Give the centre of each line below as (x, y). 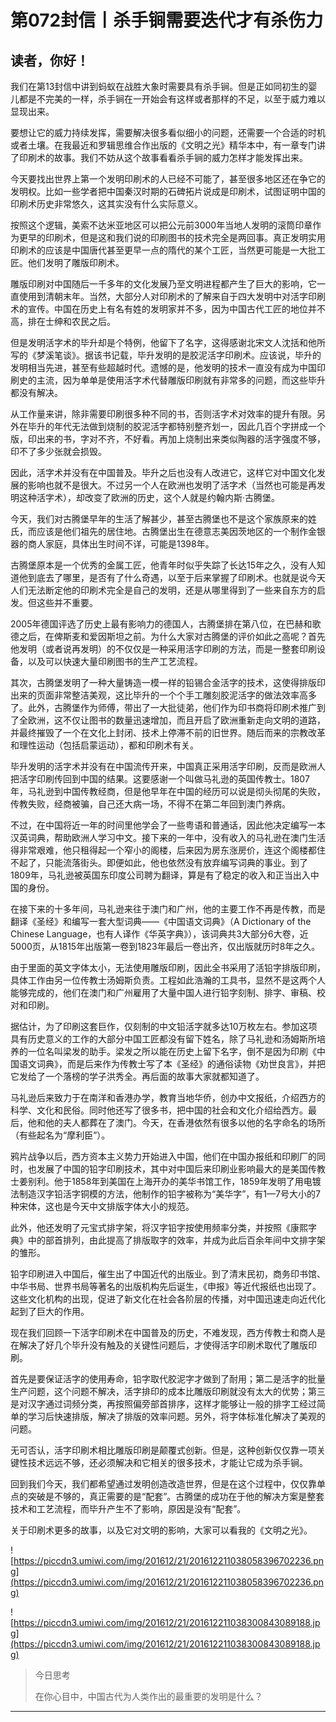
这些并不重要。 (67, 602)
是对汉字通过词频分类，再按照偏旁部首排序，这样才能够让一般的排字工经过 (163, 1404)
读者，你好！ (50, 60)
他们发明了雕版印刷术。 (76, 262)
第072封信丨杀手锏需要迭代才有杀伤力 (167, 20)
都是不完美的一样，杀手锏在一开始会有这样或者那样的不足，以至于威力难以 (172, 99)
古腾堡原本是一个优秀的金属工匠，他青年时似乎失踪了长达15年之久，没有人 (163, 565)
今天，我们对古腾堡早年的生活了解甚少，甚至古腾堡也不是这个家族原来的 (159, 519)
